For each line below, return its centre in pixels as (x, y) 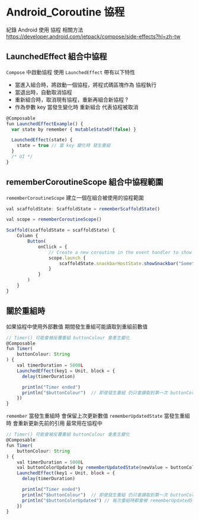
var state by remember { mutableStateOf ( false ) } (74, 129)
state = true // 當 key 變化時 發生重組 (64, 146)
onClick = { (52, 247)
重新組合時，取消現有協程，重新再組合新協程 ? (71, 99)
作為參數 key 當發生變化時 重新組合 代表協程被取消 (76, 107)
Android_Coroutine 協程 (65, 12)
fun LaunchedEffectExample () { (45, 124)
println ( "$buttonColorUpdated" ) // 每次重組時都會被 (85, 500)
